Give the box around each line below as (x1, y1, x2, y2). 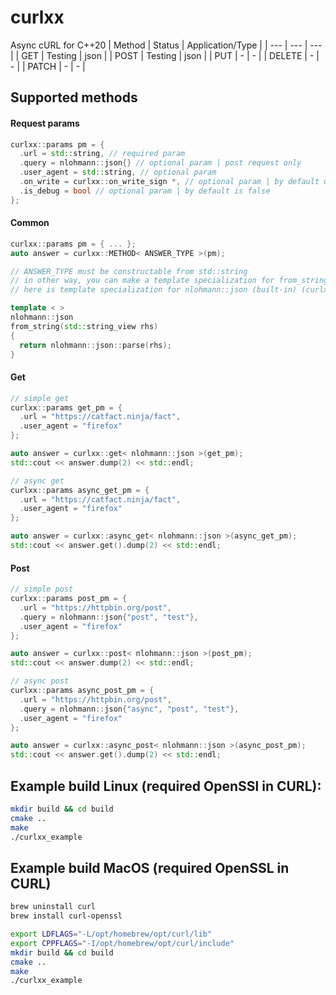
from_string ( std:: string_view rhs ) (10, 321, 159, 331)
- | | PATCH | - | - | (10, 60, 86, 72)
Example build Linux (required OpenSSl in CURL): (10, 777, 322, 795)
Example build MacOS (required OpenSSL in (10, 859, 290, 876)
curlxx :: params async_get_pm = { (10, 485, 150, 495)
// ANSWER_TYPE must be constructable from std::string (10, 266, 248, 276)
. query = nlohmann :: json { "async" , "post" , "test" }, (19, 704, 240, 714)
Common (10, 217, 50, 229)
